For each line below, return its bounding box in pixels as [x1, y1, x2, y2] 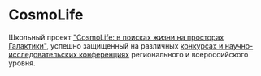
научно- [224, 40, 254, 50]
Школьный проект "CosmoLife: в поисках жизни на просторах [8, 32, 224, 42]
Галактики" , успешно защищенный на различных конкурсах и [8, 40, 224, 50]
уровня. [8, 58, 36, 68]
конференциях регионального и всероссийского [78, 49, 249, 59]
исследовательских [8, 49, 77, 59]
